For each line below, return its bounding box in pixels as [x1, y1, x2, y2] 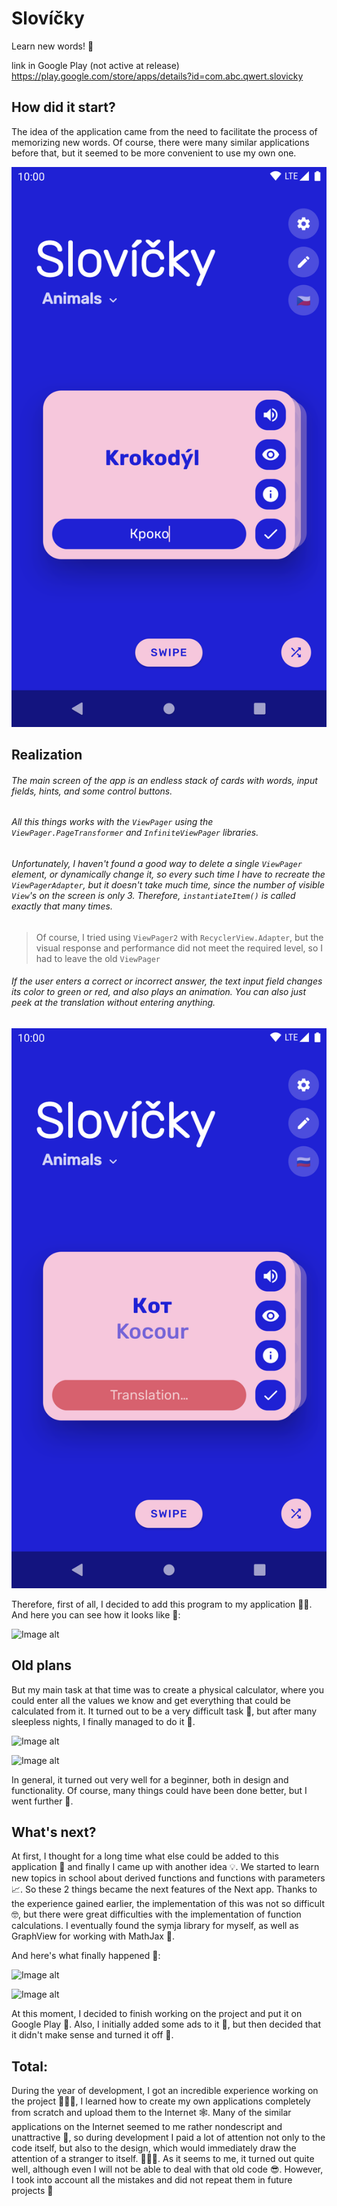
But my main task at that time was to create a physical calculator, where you [11, 1683, 325, 1696]
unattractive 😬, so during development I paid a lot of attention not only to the [11, 2132, 326, 2144]
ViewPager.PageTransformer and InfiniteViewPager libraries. [11, 827, 259, 839]
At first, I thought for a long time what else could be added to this [11, 1850, 279, 1862]
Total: [11, 2058, 48, 2075]
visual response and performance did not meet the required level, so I [35, 942, 323, 954]
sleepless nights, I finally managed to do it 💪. [11, 1715, 196, 1727]
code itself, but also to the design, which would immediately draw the [11, 2142, 297, 2154]
